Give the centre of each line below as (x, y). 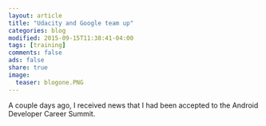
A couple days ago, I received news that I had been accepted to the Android (133, 105)
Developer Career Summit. (52, 113)
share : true (28, 68)
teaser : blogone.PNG (50, 82)
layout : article (35, 16)
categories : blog (37, 30)
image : (19, 75)
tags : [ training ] (37, 45)
